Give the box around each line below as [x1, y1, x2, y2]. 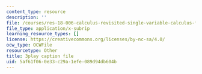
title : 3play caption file [6, 53, 74, 59]
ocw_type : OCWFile [6, 42, 52, 48]
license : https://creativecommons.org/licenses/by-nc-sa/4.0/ [6, 36, 165, 42]
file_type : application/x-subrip [6, 25, 90, 32]
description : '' [6, 14, 47, 20]
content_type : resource [6, 8, 66, 15]
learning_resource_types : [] [6, 31, 79, 37]
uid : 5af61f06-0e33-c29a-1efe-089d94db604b [6, 58, 117, 64]
